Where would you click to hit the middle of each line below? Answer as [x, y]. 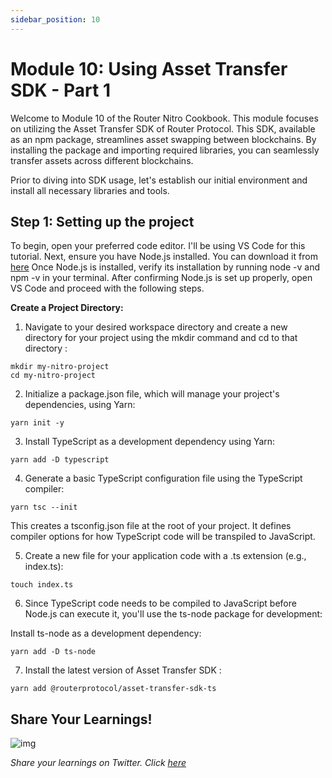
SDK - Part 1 [61, 90]
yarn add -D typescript [60, 460]
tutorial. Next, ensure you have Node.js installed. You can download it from [164, 257]
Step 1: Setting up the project [102, 221]
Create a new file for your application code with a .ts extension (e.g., [165, 556]
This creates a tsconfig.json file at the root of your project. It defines [151, 526]
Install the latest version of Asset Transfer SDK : [123, 670]
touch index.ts [42, 585]
